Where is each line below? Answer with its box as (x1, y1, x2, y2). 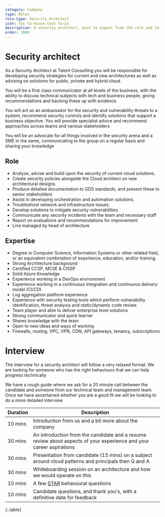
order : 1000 (5, 30, 29, 35)
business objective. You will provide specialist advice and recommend (5, 117, 147, 123)
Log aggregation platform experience (12, 291, 88, 297)
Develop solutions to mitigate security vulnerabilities (12, 207, 118, 213)
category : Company (5, 7, 43, 12)
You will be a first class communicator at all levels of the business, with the (5, 87, 157, 93)
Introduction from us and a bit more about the (33, 417, 138, 424)
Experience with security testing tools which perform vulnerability (12, 297, 146, 303)
